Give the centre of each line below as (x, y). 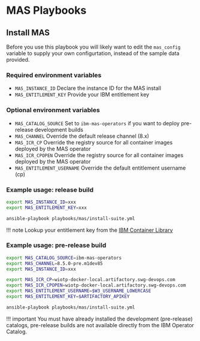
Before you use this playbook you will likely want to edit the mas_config (93, 47)
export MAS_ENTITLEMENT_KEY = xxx (46, 207)
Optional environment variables (53, 110)
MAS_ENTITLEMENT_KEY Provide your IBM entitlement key (82, 95)
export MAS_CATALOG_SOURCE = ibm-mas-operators (64, 258)
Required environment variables (54, 75)
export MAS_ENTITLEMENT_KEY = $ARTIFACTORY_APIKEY (68, 297)
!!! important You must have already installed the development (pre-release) (99, 319)
